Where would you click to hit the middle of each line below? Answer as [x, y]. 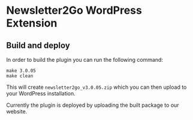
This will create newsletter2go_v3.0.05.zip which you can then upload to [96, 87]
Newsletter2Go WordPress [74, 10]
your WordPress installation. [41, 93]
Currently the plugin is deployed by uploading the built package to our [93, 105]
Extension [32, 23]
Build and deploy [38, 45]
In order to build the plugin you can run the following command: [85, 60]
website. [17, 111]
